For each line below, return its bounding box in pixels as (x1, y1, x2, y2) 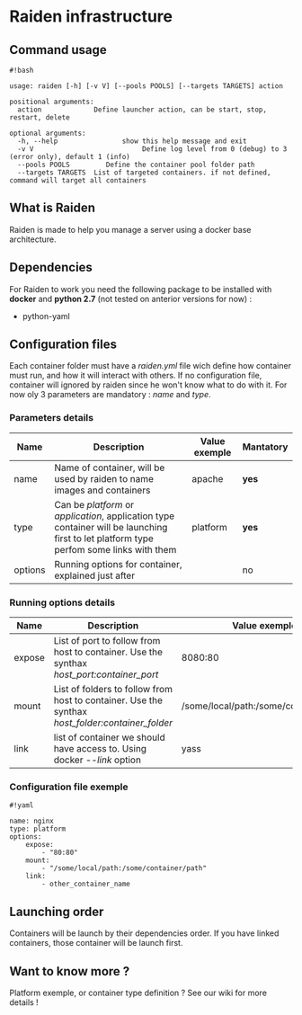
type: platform (9, 824, 67, 833)
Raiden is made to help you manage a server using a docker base (9, 224, 252, 235)
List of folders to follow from (53, 683, 173, 696)
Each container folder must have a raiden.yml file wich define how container (9, 361, 292, 371)
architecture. (9, 234, 57, 245)
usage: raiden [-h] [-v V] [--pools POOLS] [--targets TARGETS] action (9, 82, 283, 91)
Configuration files (9, 337, 117, 352)
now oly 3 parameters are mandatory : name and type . (9, 389, 211, 400)
